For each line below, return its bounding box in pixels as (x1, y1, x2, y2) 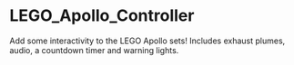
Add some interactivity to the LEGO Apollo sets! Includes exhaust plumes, (9, 35, 286, 46)
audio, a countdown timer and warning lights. (9, 44, 179, 55)
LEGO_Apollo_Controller (9, 5, 195, 26)
